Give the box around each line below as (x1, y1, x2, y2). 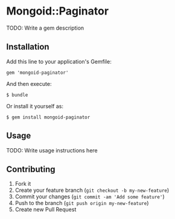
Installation (6, 42, 49, 52)
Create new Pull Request (14, 206, 77, 213)
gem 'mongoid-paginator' (6, 70, 69, 76)
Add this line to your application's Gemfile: (6, 57, 112, 65)
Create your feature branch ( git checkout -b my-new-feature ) (14, 186, 170, 194)
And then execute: (6, 80, 52, 87)
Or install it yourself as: (6, 102, 63, 109)
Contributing (6, 164, 56, 174)
